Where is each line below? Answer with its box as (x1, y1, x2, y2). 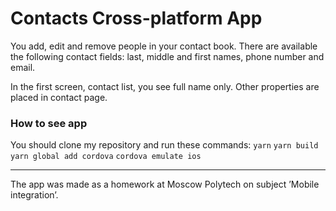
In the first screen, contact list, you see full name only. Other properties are (10, 80, 320, 92)
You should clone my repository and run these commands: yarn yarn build (10, 139, 319, 151)
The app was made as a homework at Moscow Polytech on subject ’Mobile (10, 178, 320, 191)
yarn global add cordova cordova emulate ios (10, 152, 202, 162)
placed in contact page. (10, 91, 108, 103)
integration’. (10, 189, 59, 201)
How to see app (10, 116, 88, 130)
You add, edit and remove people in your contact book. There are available (10, 40, 318, 52)
